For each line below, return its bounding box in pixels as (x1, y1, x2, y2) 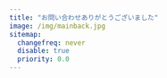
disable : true (17, 47, 70, 56)
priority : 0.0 (17, 55, 70, 64)
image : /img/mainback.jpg (9, 22, 105, 30)
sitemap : (9, 30, 42, 39)
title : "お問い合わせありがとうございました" (9, 13, 159, 22)
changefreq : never (17, 38, 87, 48)
